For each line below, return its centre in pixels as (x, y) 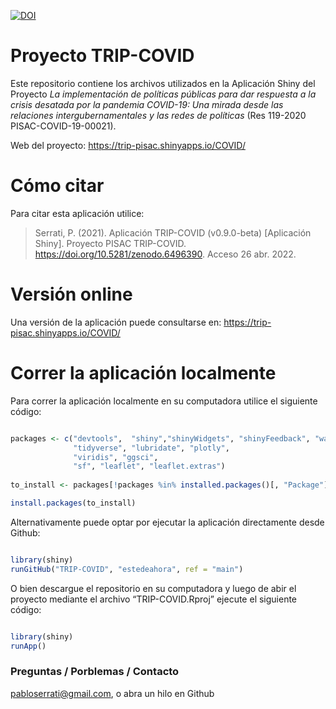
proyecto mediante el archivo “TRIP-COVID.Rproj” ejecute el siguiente (154, 599)
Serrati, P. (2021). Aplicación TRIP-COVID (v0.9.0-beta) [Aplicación (173, 232)
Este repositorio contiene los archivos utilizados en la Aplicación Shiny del (163, 83)
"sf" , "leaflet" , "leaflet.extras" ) (149, 466)
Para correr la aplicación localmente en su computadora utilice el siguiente (164, 401)
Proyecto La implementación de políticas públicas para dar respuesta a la (163, 94)
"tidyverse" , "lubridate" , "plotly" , (151, 448)
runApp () (28, 646)
